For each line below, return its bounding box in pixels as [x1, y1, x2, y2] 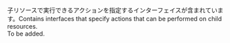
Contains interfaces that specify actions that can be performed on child [18, 15, 222, 23]
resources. [7, 23, 38, 30]
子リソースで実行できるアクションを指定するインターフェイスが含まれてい [7, 6, 218, 14]
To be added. [7, 29, 45, 38]
